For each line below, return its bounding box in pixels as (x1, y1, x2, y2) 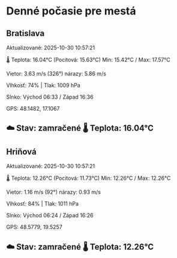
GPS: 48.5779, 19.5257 (6, 224, 63, 231)
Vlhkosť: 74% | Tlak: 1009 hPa (6, 82, 81, 88)
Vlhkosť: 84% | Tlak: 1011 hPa (6, 200, 79, 207)
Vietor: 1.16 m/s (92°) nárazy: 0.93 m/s (6, 188, 101, 196)
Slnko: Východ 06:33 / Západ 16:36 (6, 93, 94, 100)
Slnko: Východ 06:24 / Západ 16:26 (6, 212, 94, 219)
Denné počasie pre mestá (6, 4, 136, 18)
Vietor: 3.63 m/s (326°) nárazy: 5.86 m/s (6, 70, 107, 77)
